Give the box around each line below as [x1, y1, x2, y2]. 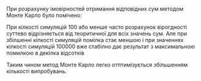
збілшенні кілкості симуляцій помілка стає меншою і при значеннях [6, 37, 184, 43]
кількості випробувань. [6, 68, 67, 75]
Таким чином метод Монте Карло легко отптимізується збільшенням [6, 61, 188, 68]
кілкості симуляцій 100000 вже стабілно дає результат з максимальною [6, 43, 196, 50]
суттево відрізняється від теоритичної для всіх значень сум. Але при [6, 30, 188, 37]
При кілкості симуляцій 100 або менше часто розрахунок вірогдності [6, 24, 188, 30]
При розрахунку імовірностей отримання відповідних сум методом [6, 5, 184, 12]
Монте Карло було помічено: [6, 12, 82, 19]
